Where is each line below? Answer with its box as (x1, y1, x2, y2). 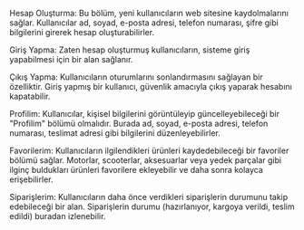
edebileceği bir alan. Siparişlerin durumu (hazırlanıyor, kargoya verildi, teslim (9, 201, 295, 212)
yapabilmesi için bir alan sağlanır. (9, 54, 133, 64)
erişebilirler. (9, 174, 54, 185)
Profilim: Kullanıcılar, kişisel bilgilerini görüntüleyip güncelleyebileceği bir (9, 109, 279, 119)
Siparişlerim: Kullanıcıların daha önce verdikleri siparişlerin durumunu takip (9, 192, 289, 202)
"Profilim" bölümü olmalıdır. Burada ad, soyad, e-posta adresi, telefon (9, 118, 269, 129)
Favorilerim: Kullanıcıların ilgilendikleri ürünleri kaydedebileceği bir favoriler (9, 145, 289, 156)
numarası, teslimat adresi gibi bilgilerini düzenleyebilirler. (9, 128, 221, 139)
